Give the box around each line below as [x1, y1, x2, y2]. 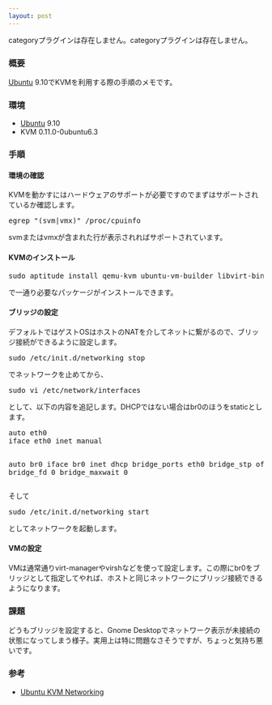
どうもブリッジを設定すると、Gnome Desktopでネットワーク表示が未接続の [8, 626, 261, 635]
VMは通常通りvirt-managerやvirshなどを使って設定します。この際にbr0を [8, 562, 253, 572]
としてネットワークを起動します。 [8, 523, 121, 533]
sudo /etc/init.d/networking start [8, 507, 150, 516]
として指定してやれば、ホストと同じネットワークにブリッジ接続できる [29, 573, 263, 583]
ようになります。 [8, 583, 65, 592]
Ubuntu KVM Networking [19, 686, 104, 697]
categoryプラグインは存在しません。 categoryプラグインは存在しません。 [8, 35, 253, 45]
